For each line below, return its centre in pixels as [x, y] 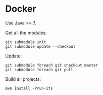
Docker [21, 9]
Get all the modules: [26, 33]
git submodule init [26, 42]
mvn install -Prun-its [29, 88]
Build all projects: [23, 79]
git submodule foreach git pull [39, 70]
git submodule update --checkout [40, 46]
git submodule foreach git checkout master [52, 65]
